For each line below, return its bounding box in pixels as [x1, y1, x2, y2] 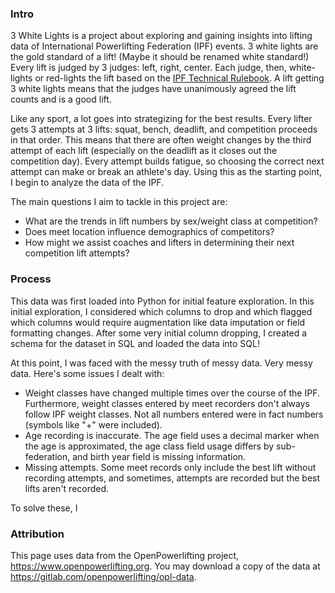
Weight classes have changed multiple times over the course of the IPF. [24, 387, 320, 399]
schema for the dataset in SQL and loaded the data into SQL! [10, 337, 260, 349]
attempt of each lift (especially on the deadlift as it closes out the [10, 145, 278, 157]
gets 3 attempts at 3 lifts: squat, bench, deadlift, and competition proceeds [10, 123, 318, 136]
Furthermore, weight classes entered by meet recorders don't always [24, 397, 310, 409]
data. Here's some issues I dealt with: [10, 367, 165, 379]
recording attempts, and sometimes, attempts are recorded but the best [24, 472, 321, 484]
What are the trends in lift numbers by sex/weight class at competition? [24, 215, 318, 227]
